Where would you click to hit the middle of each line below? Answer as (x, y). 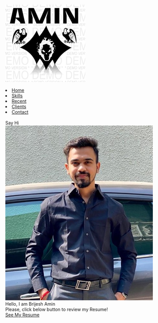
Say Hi (12, 123)
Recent (19, 101)
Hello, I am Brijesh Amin (30, 304)
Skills (17, 96)
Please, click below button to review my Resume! (57, 309)
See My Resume (22, 315)
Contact (20, 112)
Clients (19, 106)
